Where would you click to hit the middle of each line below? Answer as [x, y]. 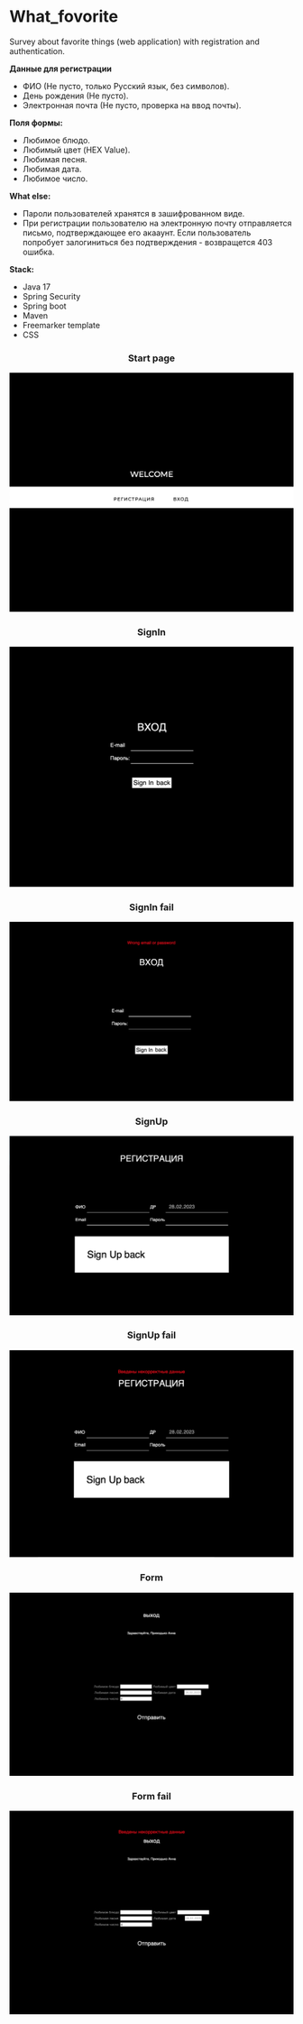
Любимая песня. [55, 159]
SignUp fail [151, 1335]
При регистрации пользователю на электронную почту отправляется [157, 223]
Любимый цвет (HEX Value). [76, 150]
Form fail [151, 1796]
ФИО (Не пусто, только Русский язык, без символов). [126, 86]
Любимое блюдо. [56, 140]
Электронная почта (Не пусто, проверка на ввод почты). [132, 105]
